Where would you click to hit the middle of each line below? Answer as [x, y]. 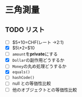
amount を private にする [35, 54]
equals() [21, 72]
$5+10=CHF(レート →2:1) [38, 42]
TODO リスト [25, 30]
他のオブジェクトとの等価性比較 [44, 90]
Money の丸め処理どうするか [39, 66]
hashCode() [23, 78]
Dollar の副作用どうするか [38, 60]
